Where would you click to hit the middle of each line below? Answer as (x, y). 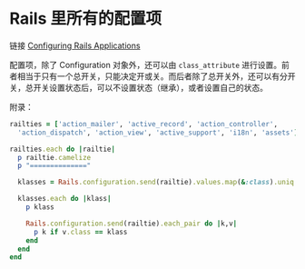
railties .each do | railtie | (63, 149)
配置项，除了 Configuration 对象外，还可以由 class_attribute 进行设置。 (146, 65)
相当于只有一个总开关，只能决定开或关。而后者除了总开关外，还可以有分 (152, 76)
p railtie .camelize (54, 157)
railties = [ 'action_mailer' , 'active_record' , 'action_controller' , (144, 124)
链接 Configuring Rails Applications (75, 45)
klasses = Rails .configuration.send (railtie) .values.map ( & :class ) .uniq (156, 183)
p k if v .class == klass (80, 232)
